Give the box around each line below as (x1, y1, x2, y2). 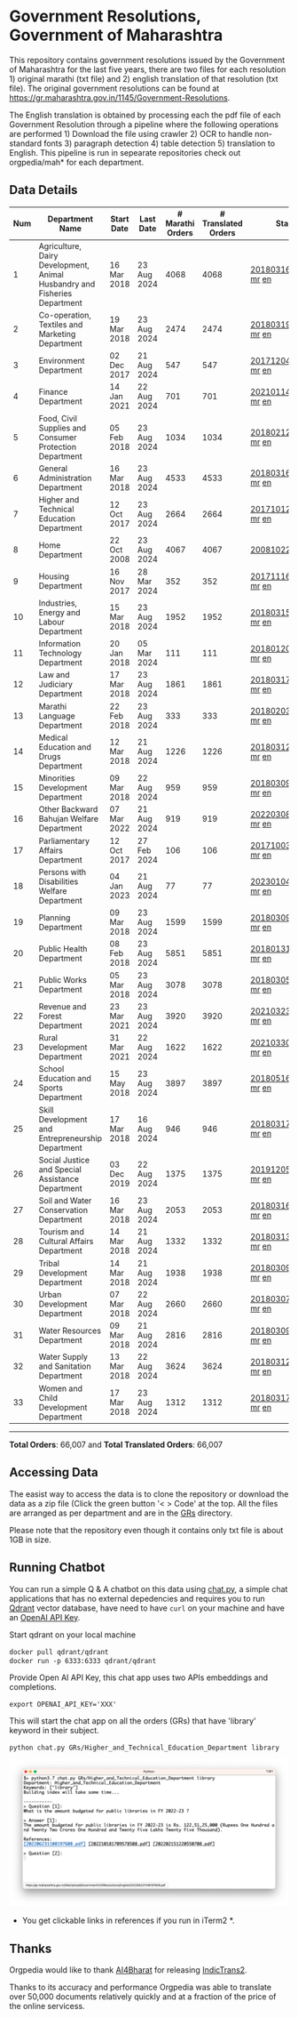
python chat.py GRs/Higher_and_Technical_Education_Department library (9, 1743, 279, 1752)
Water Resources (38, 1325, 102, 1336)
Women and (38, 1383, 82, 1394)
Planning (38, 912, 71, 922)
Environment (38, 355, 85, 366)
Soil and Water (38, 1195, 92, 1206)
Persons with (38, 866, 87, 877)
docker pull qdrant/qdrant (9, 1647, 109, 1656)
